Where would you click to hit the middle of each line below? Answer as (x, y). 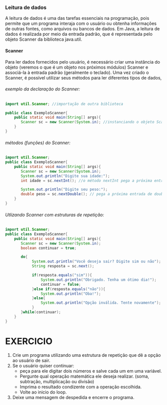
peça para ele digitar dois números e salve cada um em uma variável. (91, 371)
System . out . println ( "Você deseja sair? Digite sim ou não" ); (96, 262)
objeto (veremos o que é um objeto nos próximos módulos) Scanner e (77, 67)
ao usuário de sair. (31, 360)
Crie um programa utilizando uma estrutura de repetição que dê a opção (86, 355)
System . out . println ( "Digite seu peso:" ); (64, 190)
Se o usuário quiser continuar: (43, 365)
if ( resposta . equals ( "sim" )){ (62, 275)
